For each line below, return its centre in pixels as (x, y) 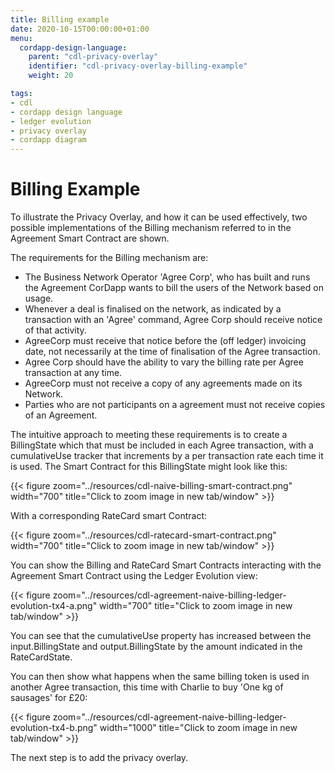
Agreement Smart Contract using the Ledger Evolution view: (134, 576)
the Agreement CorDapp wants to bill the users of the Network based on (174, 288)
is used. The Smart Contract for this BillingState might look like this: (149, 467)
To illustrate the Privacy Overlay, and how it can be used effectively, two (159, 217)
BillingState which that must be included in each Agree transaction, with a (162, 445)
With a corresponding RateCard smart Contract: (109, 516)
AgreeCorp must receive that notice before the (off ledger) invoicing (165, 341)
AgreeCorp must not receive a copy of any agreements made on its (163, 383)
